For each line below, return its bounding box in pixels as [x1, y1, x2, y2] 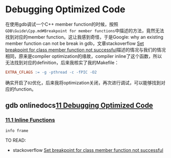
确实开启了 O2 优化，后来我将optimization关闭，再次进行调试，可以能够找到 [5, 79, 161, 85]
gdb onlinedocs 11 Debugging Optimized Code [5, 101, 153, 110]
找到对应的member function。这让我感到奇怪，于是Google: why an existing [5, 34, 163, 40]
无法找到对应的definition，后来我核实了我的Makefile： [5, 59, 119, 65]
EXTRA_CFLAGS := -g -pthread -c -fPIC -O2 [5, 70, 97, 75]
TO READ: [5, 137, 27, 143]
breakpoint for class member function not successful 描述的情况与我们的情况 [5, 47, 166, 53]
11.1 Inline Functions [5, 117, 55, 124]
